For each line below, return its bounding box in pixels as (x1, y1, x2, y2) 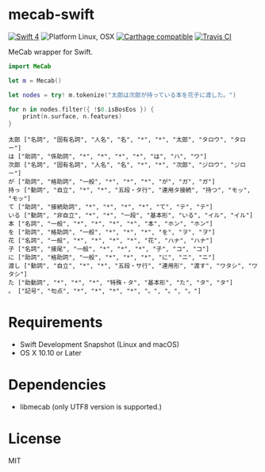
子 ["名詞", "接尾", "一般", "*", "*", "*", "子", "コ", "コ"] (8, 246, 210, 253)
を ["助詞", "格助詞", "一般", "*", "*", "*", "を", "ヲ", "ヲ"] (8, 228, 216, 237)
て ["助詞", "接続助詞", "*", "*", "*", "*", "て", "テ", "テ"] (8, 204, 213, 211)
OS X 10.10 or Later (19, 348, 82, 358)
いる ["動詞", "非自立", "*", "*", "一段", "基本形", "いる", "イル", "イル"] (8, 211, 254, 219)
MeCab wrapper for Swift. (8, 47, 94, 56)
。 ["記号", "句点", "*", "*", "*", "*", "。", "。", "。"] (8, 287, 202, 295)
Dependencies (8, 376, 106, 394)
